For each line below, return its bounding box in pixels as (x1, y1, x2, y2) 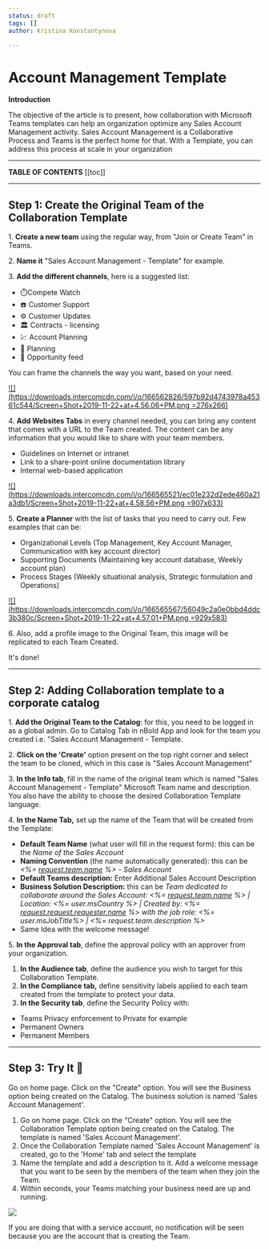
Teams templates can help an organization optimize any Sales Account (8, 119, 242, 128)
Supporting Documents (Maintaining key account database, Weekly (19, 555, 243, 565)
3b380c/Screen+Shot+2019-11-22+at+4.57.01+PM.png (8, 613, 189, 622)
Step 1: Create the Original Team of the (8, 198, 205, 212)
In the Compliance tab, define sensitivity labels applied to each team (19, 980, 248, 991)
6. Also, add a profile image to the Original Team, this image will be (8, 629, 229, 639)
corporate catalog (8, 695, 100, 710)
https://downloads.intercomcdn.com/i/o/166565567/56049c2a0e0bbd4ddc (10, 605, 261, 614)
